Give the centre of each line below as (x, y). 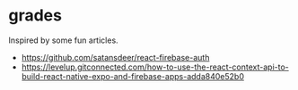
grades (35, 16)
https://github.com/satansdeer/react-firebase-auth (115, 57)
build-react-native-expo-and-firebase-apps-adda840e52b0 (132, 76)
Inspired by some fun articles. (63, 40)
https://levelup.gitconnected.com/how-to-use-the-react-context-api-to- (155, 67)
